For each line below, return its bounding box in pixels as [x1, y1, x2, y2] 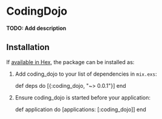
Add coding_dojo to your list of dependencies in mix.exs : [15, 70, 157, 78]
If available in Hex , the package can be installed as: [6, 58, 135, 65]
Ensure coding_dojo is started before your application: [15, 93, 150, 101]
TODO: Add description [6, 24, 67, 32]
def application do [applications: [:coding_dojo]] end [15, 106, 147, 113]
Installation [6, 42, 50, 52]
